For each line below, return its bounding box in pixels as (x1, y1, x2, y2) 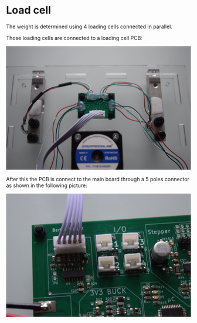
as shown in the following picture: (6, 182, 88, 189)
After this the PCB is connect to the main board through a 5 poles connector (6, 175, 189, 182)
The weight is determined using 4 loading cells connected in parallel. (6, 23, 173, 30)
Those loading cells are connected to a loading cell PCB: (6, 34, 142, 41)
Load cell (6, 4, 52, 17)
